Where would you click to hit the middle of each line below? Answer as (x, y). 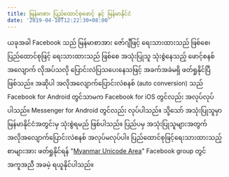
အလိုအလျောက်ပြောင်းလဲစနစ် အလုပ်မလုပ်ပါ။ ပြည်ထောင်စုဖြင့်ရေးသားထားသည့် (115, 137)
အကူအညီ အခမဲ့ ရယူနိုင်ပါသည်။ (51, 164)
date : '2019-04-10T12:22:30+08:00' (59, 20)
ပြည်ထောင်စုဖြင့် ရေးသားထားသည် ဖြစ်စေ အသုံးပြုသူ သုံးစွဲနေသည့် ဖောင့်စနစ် (111, 56)
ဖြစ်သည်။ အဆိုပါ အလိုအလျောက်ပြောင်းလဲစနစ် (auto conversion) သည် (105, 83)
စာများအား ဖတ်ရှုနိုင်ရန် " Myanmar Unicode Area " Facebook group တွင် (107, 150)
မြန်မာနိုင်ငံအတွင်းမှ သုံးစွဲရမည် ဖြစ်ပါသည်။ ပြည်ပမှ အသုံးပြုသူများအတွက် (107, 124)
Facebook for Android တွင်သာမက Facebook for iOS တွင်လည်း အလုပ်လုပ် (111, 97)
